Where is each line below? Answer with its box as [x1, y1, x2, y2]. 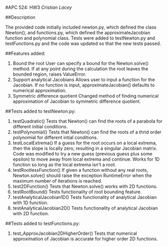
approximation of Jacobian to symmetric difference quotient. [12, 98, 141, 104]
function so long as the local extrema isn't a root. [12, 162, 116, 168]
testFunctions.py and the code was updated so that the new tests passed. [5, 40, 161, 47]
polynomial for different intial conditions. [12, 134, 98, 140]
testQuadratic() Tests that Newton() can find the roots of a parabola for [12, 118, 163, 124]
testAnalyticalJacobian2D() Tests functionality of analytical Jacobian [12, 205, 158, 211]
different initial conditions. [12, 124, 68, 129]
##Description [5, 14, 36, 20]
